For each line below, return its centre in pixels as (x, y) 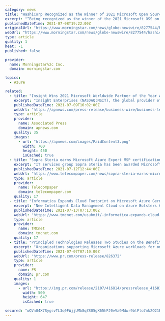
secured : (14, 311)
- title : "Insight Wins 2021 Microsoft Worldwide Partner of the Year (83, 96)
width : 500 (34, 293)
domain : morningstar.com (35, 69)
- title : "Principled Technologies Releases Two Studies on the (77, 242)
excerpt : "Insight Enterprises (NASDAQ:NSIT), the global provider (84, 100)
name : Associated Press (42, 124)
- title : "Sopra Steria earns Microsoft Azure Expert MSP (70, 160)
